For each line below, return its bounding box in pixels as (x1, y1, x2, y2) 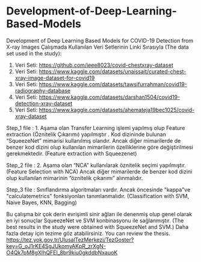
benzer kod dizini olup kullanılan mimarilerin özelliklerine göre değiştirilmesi (6, 143, 194, 151)
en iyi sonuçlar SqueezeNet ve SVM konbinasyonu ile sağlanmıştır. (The (6, 217, 184, 224)
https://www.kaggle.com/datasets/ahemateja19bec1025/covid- (39, 106, 195, 113)
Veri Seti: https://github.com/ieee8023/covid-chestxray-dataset (14, 61, 173, 69)
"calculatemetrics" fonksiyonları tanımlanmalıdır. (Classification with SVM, (6, 192, 190, 199)
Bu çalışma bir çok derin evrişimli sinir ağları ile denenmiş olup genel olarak (6, 210, 193, 217)
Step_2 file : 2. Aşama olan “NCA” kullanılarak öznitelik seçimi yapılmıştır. (6, 161, 187, 169)
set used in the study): (6, 49, 62, 57)
